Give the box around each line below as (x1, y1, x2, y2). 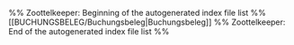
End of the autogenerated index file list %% (8, 26, 170, 36)
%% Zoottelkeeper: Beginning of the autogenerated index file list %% (8, 8, 267, 18)
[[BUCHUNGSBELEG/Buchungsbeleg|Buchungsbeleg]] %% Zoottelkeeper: (8, 17, 286, 27)
